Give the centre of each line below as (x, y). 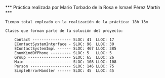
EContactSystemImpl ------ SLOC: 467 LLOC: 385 (65, 49)
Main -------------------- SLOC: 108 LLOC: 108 (65, 62)
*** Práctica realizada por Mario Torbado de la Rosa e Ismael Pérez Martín (83, 7)
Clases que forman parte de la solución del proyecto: (64, 31)
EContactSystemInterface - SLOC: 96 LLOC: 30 (64, 44)
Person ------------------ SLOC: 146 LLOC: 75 (64, 66)
